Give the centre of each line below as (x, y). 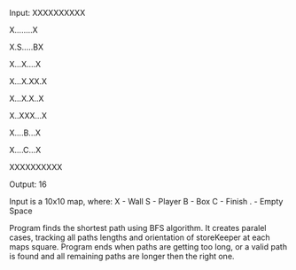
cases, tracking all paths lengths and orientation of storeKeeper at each (140, 237)
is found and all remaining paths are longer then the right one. (122, 256)
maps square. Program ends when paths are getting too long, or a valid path (148, 247)
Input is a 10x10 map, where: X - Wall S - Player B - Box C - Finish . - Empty (146, 201)
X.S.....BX (27, 47)
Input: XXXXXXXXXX (47, 13)
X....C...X (25, 150)
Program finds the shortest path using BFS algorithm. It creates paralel (138, 228)
